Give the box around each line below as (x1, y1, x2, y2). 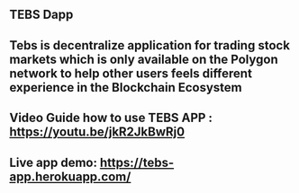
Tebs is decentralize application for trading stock (9, 38, 291, 53)
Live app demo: (9, 154, 97, 170)
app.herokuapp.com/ (9, 169, 131, 184)
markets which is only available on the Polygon (9, 51, 278, 66)
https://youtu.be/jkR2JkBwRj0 (9, 125, 186, 140)
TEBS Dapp (9, 7, 74, 22)
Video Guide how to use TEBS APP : (9, 110, 213, 126)
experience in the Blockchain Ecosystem (9, 80, 243, 95)
